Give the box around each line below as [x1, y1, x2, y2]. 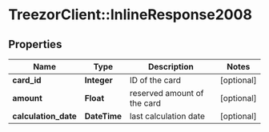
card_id [12, 74, 42, 86]
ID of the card [129, 74, 182, 86]
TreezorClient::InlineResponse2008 [8, 6, 252, 24]
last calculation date [129, 110, 206, 122]
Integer [84, 74, 114, 86]
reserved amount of [129, 88, 204, 98]
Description [147, 62, 194, 72]
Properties [8, 38, 62, 51]
